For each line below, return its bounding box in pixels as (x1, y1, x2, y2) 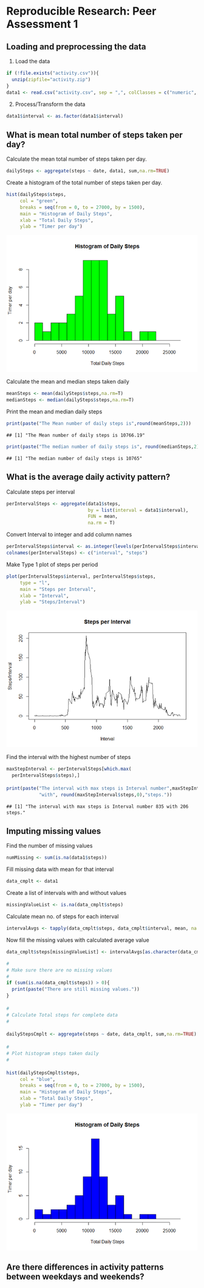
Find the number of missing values (6, 842, 93, 850)
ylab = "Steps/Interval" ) (19, 599, 86, 605)
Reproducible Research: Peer (6, 4, 157, 18)
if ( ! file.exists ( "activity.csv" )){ (6, 70, 99, 76)
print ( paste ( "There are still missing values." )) (12, 986, 140, 993)
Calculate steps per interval (6, 488, 75, 495)
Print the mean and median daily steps (6, 408, 103, 415)
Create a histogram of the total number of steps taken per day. (6, 179, 163, 186)
